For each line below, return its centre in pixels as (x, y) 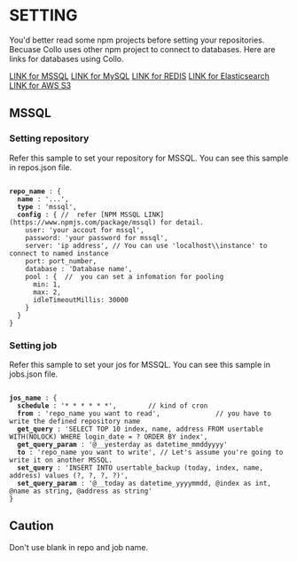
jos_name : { (33, 398)
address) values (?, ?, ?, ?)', (69, 475)
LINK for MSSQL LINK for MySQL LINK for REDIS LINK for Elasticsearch (140, 75)
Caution (32, 526)
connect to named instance (59, 253)
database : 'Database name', (79, 269)
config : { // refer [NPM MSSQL (79, 214)
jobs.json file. (34, 374)
